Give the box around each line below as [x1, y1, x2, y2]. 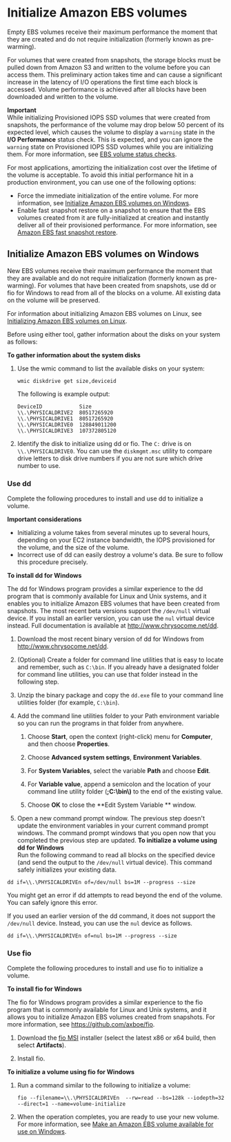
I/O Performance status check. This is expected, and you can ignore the [7, 135, 213, 143]
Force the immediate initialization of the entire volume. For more [17, 191, 199, 200]
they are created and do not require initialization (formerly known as [7, 35, 200, 43]
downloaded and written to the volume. [7, 92, 119, 101]
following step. [17, 677, 60, 686]
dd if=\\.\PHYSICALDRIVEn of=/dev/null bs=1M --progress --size [7, 879, 196, 886]
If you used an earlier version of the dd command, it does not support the [7, 912, 216, 920]
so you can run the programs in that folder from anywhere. [17, 719, 184, 727]
